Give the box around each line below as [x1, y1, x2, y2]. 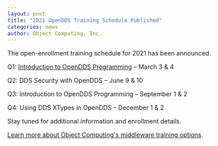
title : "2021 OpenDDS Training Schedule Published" [7, 17, 162, 24]
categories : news [7, 23, 59, 30]
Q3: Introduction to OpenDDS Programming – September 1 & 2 [7, 90, 188, 98]
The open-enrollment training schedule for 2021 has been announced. [7, 49, 212, 58]
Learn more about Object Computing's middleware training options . [7, 131, 203, 139]
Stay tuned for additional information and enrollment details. [7, 117, 182, 126]
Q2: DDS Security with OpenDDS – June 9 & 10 [7, 77, 143, 85]
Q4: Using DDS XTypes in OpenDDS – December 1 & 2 [7, 103, 164, 112]
